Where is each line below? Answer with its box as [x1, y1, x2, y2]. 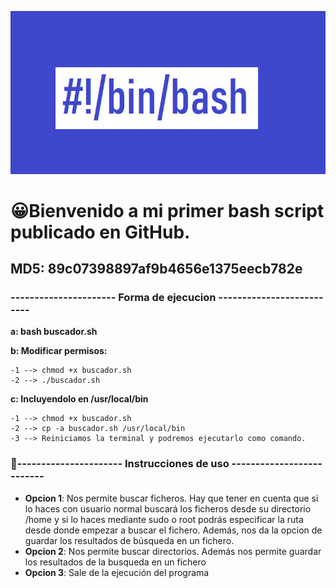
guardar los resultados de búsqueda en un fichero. [24, 534, 235, 546]
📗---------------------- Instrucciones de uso [10, 457, 230, 471]
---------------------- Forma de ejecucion [10, 291, 217, 305]
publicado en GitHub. [10, 221, 191, 243]
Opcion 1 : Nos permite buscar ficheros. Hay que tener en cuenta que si [24, 492, 319, 504]
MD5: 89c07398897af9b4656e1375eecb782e [10, 261, 303, 278]
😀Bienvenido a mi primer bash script [10, 199, 325, 222]
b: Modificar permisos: [10, 345, 108, 357]
